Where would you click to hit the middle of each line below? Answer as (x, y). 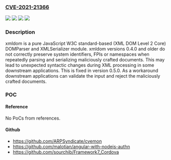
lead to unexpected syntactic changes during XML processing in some (80, 65)
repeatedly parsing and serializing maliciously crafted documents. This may (85, 59)
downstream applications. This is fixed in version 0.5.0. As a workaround (82, 71)
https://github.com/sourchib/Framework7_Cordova (66, 152)
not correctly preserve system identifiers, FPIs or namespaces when (77, 54)
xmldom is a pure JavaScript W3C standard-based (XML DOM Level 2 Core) (86, 43)
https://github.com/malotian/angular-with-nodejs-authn (71, 146)
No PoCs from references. (33, 118)
